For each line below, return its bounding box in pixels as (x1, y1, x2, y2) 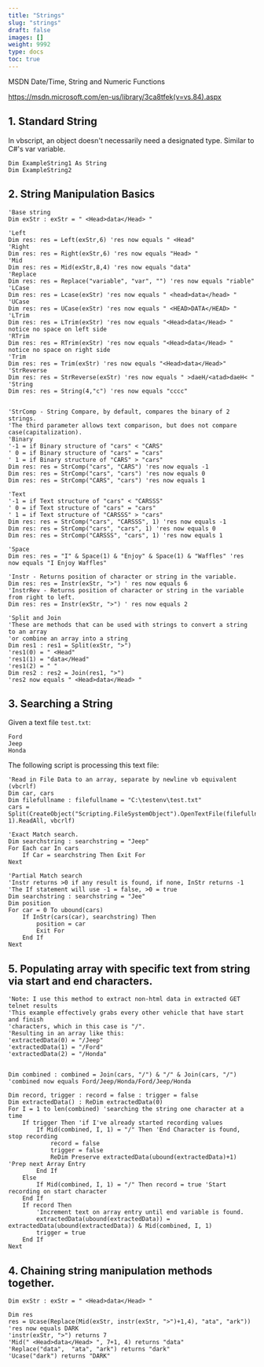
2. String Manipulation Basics (8, 188, 156, 201)
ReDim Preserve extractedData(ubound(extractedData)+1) (49, 1153, 237, 1161)
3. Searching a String (8, 697, 113, 710)
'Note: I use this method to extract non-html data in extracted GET (8, 995, 241, 1003)
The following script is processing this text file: (8, 760, 159, 770)
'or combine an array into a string (8, 634, 128, 643)
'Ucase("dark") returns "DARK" (8, 1352, 111, 1360)
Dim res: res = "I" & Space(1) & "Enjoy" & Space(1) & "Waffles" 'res (8, 552, 244, 560)
